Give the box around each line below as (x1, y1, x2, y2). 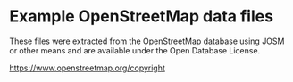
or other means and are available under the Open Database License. (9, 45, 261, 55)
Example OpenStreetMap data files (9, 6, 274, 27)
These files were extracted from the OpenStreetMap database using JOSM (9, 36, 285, 46)
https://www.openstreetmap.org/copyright (9, 62, 165, 73)
